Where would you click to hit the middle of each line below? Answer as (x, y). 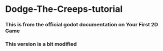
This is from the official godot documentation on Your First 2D (82, 25)
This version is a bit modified (41, 44)
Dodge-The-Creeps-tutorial (64, 9)
